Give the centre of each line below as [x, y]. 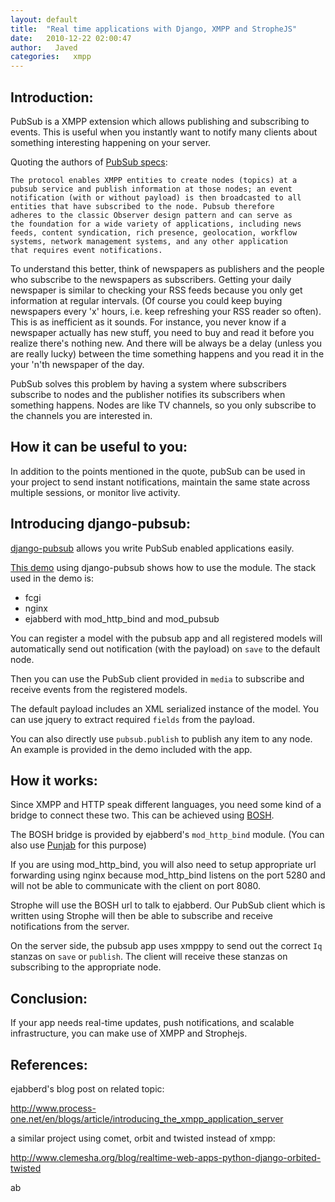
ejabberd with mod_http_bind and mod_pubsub [122, 618]
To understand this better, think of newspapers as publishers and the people [167, 268]
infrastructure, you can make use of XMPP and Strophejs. [129, 1033]
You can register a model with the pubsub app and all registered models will [166, 638]
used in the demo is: [52, 578]
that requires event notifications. [86, 250]
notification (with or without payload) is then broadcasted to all [156, 197]
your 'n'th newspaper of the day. [77, 364]
